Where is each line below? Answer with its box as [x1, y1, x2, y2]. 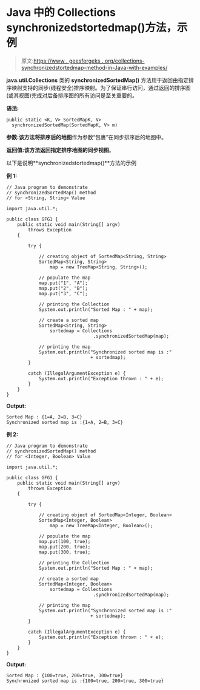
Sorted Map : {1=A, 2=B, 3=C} [6, 414, 83, 420]
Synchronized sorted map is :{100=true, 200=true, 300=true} [6, 678, 164, 684]
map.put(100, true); [38, 538, 91, 544]
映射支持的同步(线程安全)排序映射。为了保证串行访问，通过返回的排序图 [11, 84, 191, 91]
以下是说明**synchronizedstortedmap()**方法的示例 [6, 159, 137, 166]
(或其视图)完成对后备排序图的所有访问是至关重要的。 [6, 92, 138, 99]
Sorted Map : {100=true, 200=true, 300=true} [6, 672, 123, 678]
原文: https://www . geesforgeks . [21, 57, 104, 64]
